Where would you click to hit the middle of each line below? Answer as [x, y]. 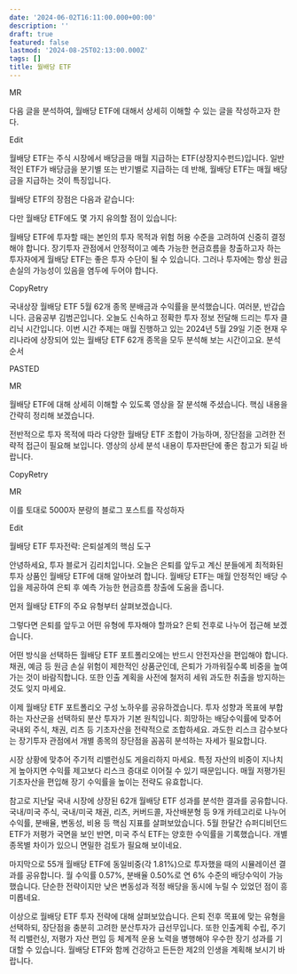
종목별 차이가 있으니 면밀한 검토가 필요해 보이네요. [96, 845]
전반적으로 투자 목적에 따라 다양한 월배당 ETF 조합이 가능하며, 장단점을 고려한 [143, 434]
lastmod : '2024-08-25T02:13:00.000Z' [79, 51]
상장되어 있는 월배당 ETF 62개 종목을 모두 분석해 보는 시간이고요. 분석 [160, 340]
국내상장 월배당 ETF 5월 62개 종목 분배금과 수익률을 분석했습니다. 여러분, [136, 306]
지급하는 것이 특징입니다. [68, 180]
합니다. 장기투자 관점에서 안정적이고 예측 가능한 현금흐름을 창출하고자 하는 [153, 248]
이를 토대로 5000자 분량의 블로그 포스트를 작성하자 [97, 510]
